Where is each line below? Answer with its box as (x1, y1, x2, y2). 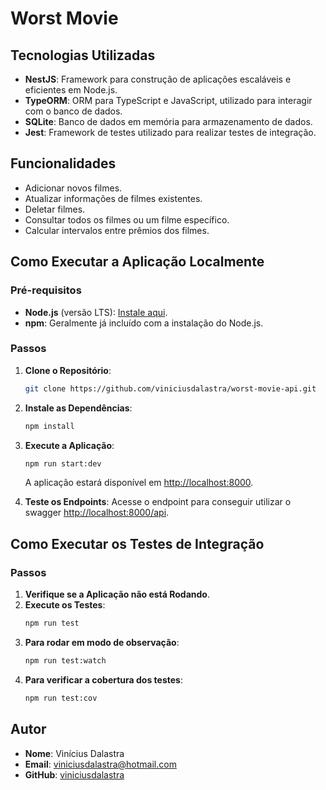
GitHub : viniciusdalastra (24, 768, 125, 781)
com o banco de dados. (24, 105, 123, 117)
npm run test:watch (24, 655, 107, 666)
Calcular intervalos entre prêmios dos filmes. (24, 224, 210, 236)
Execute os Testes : (24, 599, 106, 611)
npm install (24, 421, 75, 431)
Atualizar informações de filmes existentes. (24, 192, 203, 204)
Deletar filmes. (24, 203, 86, 215)
